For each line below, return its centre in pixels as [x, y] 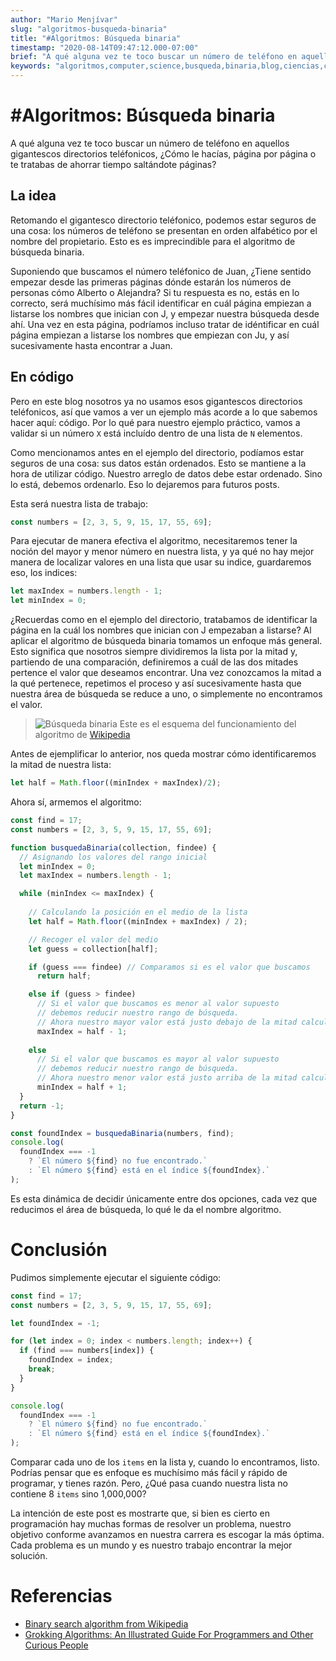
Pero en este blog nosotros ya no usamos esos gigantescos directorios [156, 401]
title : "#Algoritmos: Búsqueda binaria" [96, 38]
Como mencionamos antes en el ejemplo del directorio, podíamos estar [157, 452]
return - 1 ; [42, 1106]
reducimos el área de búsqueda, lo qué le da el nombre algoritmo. [146, 1209]
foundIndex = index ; [71, 1360]
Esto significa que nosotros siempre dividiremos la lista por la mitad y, [154, 652]
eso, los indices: [44, 573]
